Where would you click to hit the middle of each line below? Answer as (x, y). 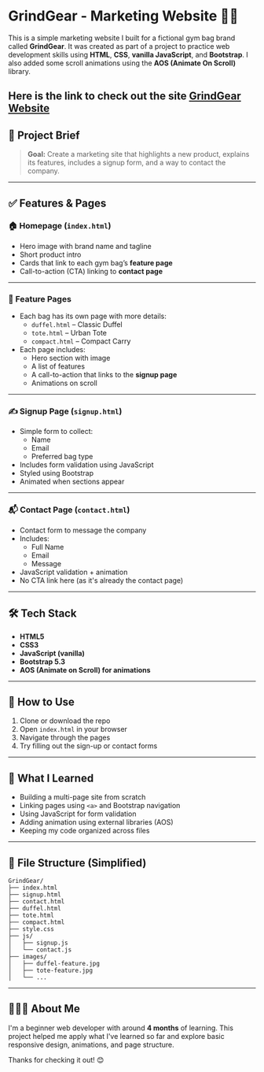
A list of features (58, 366)
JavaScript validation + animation (73, 572)
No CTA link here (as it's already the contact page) (101, 580)
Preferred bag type (62, 457)
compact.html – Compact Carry (81, 341)
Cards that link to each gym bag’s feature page (96, 262)
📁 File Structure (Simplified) (77, 863)
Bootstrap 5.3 (42, 662)
